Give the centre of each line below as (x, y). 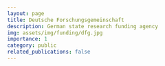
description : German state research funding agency (82, 26)
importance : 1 (27, 39)
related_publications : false (49, 52)
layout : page (26, 13)
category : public (32, 45)
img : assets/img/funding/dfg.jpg (55, 33)
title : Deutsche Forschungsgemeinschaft (66, 20)
